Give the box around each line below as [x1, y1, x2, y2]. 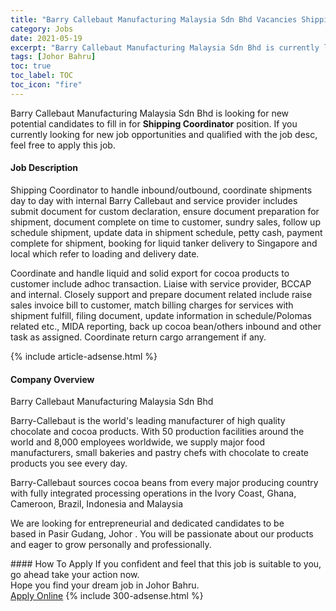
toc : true [10, 61, 52, 71]
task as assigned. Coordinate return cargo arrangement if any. [10, 331, 267, 343]
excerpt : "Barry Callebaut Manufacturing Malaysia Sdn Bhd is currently [10, 42, 320, 53]
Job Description [10, 162, 79, 174]
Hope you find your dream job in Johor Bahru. [10, 579, 200, 591]
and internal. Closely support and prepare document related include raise [10, 288, 313, 300]
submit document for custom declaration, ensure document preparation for [10, 205, 320, 217]
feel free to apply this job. [10, 139, 116, 151]
